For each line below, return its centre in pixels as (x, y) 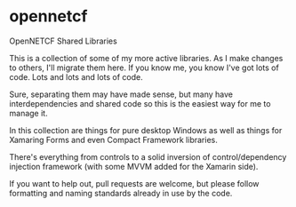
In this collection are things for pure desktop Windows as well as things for (146, 130)
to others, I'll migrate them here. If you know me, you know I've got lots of (144, 68)
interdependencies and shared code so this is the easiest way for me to (140, 103)
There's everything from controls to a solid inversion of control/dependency (148, 156)
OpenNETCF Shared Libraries (63, 41)
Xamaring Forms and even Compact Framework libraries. (113, 139)
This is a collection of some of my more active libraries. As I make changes (146, 58)
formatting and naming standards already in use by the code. (121, 193)
